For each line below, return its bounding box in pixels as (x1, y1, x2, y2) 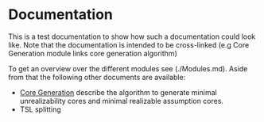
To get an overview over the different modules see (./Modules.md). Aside (8, 63, 248, 73)
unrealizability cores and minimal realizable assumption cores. (19, 96, 224, 105)
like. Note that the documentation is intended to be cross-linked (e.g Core (8, 40, 250, 49)
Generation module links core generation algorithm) (8, 48, 177, 58)
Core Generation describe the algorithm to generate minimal (19, 87, 217, 97)
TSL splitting (19, 105, 61, 114)
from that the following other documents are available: (8, 72, 186, 82)
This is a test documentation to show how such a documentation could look (8, 32, 256, 41)
